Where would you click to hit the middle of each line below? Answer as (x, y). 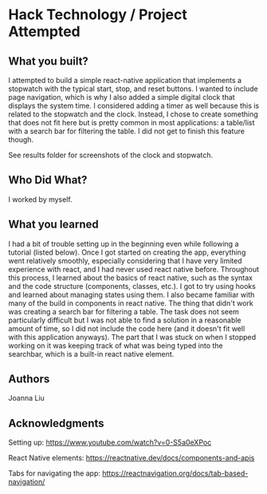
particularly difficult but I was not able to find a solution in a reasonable (125, 320)
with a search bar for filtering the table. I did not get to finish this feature (127, 131)
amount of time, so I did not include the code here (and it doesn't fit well (127, 328)
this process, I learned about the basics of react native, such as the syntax (131, 278)
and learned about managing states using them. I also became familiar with (132, 294)
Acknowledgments (57, 423)
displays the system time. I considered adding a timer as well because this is (134, 106)
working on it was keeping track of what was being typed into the (116, 346)
